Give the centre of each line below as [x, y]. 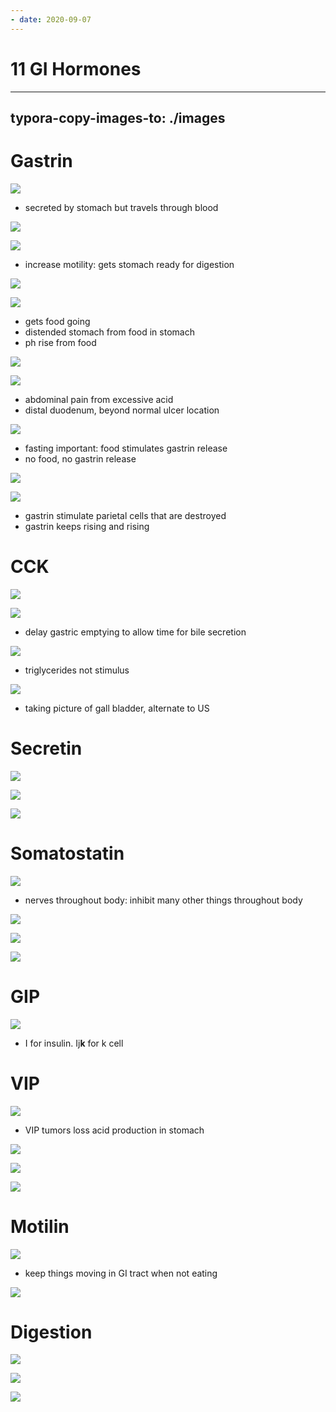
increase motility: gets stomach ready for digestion [129, 264]
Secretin [46, 748]
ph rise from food [60, 342]
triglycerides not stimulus [77, 670]
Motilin [40, 1226]
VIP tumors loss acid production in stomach [114, 1130]
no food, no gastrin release [80, 458]
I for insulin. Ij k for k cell [74, 1043]
